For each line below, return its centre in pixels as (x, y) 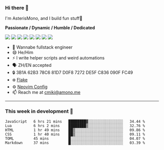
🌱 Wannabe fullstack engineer (42, 47)
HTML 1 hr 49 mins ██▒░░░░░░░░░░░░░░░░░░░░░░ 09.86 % (75, 130)
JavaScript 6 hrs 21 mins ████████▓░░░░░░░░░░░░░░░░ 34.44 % (75, 121)
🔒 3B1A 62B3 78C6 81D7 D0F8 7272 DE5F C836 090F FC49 (72, 73)
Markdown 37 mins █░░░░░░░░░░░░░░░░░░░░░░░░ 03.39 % (75, 143)
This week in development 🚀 (39, 112)
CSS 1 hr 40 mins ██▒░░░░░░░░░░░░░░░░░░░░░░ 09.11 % (75, 134)
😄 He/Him (22, 53)
